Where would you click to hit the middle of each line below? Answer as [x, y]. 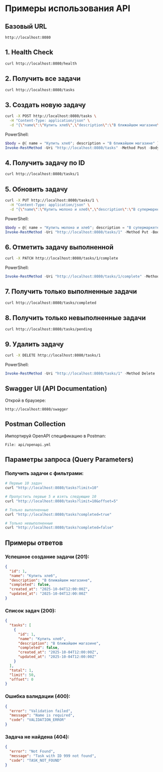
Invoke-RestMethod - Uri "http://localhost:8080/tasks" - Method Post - [78, 148]
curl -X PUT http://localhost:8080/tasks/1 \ [52, 200]
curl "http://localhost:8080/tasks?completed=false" [59, 528]
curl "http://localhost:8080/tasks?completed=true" [58, 514]
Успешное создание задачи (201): [47, 557]
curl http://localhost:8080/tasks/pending [49, 329]
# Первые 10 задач [24, 483]
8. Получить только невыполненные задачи [75, 318]
